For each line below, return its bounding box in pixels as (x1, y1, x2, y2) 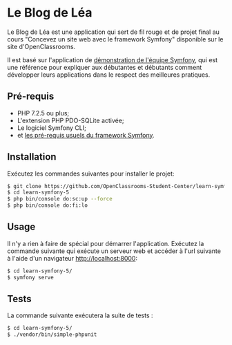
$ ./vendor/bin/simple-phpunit (7, 331, 97, 338)
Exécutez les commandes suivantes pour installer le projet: (7, 169, 175, 178)
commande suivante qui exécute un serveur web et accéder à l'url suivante (7, 247, 221, 255)
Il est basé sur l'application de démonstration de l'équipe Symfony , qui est (7, 55, 218, 64)
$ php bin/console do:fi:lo (7, 202, 88, 209)
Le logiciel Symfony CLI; (17, 123, 86, 132)
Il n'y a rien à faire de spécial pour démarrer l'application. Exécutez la (7, 239, 204, 248)
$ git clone (7, 183, 41, 189)
